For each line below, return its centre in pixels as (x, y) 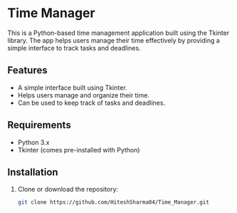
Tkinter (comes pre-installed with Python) (79, 150)
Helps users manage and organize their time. (83, 95)
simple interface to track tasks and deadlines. (74, 48)
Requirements (39, 125)
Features (27, 70)
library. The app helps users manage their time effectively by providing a (114, 40)
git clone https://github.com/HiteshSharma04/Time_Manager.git (114, 202)
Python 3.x (33, 142)
